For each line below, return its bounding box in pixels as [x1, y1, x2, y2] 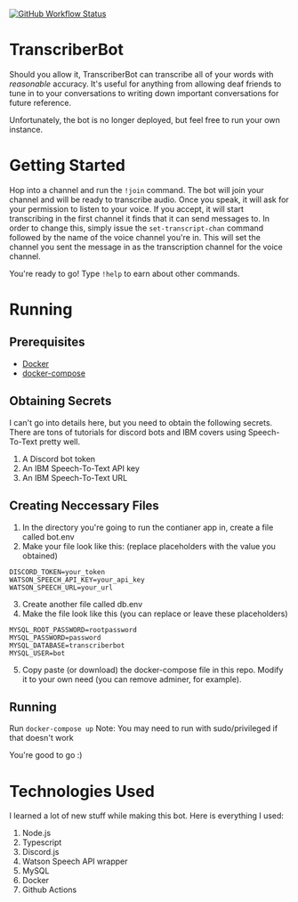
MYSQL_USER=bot [9, 648, 66, 658]
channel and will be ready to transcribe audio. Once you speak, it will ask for [9, 194, 289, 205]
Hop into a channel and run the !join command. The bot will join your [9, 184, 264, 195]
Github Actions [21, 884, 77, 895]
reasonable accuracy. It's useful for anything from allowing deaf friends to [9, 78, 282, 89]
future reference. [9, 97, 72, 108]
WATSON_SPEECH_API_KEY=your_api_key [9, 575, 145, 584]
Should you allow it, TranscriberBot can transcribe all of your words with [9, 69, 274, 79]
